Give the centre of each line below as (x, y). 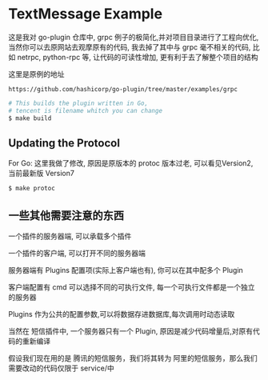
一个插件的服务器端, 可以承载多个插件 (70, 236)
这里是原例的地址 (36, 74)
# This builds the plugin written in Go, (78, 103)
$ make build (30, 118)
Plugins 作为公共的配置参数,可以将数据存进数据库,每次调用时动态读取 (122, 314)
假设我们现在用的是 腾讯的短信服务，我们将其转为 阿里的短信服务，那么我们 (133, 358)
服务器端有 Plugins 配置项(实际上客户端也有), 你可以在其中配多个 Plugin (126, 270)
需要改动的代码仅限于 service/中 (61, 368)
